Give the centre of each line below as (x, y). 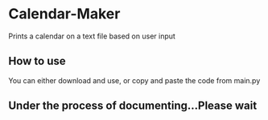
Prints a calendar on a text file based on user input (92, 36)
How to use (37, 61)
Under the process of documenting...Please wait (133, 106)
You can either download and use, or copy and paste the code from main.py (134, 80)
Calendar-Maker (64, 14)
